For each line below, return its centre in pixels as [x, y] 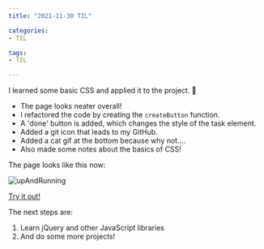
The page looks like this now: [57, 165]
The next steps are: [40, 213]
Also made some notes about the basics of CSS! [101, 149]
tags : [17, 53]
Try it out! [24, 196]
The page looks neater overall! [71, 106]
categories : [28, 30]
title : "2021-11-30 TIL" [50, 16]
